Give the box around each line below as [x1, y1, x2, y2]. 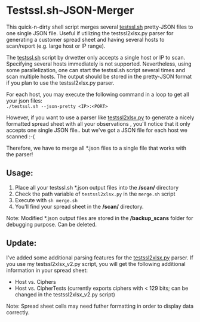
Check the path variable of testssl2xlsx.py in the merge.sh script [14, 190, 176, 197]
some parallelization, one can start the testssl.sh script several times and [6, 66, 186, 73]
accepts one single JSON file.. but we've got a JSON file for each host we [6, 126, 188, 134]
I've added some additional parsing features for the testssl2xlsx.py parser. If [6, 254, 193, 261]
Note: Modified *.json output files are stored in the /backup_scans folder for [6, 214, 193, 221]
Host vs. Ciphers [14, 278, 57, 285]
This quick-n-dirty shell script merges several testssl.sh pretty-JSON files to [6, 23, 193, 30]
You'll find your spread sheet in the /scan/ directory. [14, 203, 144, 210]
